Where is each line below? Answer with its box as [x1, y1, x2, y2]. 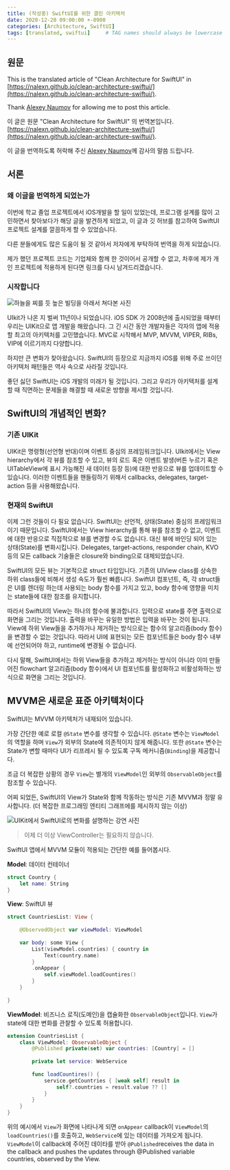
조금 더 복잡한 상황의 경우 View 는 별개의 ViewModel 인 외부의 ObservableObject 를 [7, 769, 222, 778]
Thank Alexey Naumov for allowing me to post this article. [7, 103, 170, 111]
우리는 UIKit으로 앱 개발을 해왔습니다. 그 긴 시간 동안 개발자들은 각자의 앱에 [7, 322, 207, 330]
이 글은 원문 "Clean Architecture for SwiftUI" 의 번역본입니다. [7, 118, 174, 126]
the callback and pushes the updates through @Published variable [7, 1147, 196, 1156]
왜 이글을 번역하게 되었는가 [7, 191, 91, 200]
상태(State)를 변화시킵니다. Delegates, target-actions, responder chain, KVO [7, 543, 219, 551]
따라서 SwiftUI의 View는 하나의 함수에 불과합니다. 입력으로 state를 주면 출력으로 [7, 607, 222, 615]
